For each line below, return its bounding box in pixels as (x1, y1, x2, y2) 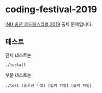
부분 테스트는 (5, 72, 32, 78)
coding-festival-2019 (5, 4, 97, 15)
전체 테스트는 (5, 52, 32, 58)
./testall (5, 62, 27, 67)
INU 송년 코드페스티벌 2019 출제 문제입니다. (5, 21, 93, 27)
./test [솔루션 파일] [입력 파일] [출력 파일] (5, 83, 92, 88)
